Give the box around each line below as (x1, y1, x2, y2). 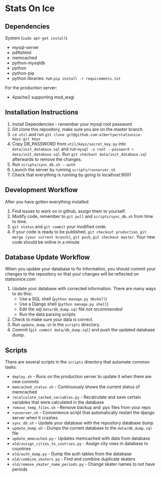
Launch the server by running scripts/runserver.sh (12, 166, 116, 172)
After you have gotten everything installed (5, 198, 88, 204)
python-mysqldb (12, 60, 45, 66)
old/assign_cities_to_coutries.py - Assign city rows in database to (12, 441, 148, 446)
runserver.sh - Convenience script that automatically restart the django (12, 410, 155, 415)
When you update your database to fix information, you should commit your (5, 266, 156, 272)
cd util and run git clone (12, 132, 65, 137)
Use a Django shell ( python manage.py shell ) (19, 301, 109, 307)
